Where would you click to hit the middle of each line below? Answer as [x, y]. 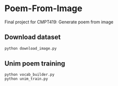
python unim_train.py [26, 79]
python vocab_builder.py [29, 75]
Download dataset [33, 37]
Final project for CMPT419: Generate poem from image [59, 22]
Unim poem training [35, 64]
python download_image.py [30, 48]
